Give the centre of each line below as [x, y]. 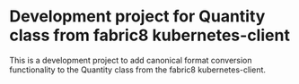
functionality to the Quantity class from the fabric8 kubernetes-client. [138, 70]
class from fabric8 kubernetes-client [149, 35]
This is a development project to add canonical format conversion [131, 60]
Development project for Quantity [137, 17]
